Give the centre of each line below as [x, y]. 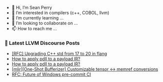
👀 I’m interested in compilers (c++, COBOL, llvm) [60, 13]
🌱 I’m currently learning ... [38, 18]
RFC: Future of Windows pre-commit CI [51, 74]
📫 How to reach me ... [34, 29]
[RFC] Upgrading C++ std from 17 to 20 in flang [59, 54]
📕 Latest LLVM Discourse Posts [42, 43]
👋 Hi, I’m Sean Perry [32, 8]
